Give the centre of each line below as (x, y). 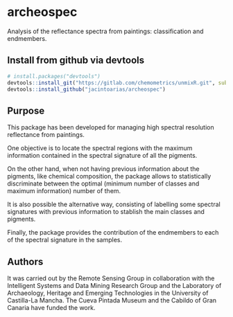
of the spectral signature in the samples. (65, 240)
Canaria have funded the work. (51, 308)
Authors (25, 261)
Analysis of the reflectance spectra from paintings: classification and (105, 31)
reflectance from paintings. (46, 135)
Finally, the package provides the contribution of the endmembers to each (113, 233)
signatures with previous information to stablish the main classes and (106, 212)
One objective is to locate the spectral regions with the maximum (100, 148)
